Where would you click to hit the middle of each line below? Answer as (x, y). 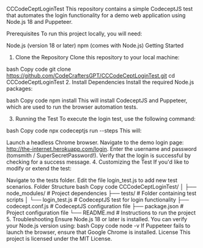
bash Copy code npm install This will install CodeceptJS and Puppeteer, (97, 100)
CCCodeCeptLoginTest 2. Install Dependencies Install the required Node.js (100, 82)
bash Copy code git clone (39, 69)
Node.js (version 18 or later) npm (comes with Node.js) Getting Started (95, 46)
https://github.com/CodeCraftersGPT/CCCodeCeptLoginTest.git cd (91, 75)
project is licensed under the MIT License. (59, 239)
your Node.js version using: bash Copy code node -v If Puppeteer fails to (98, 226)
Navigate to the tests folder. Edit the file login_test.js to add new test (92, 180)
